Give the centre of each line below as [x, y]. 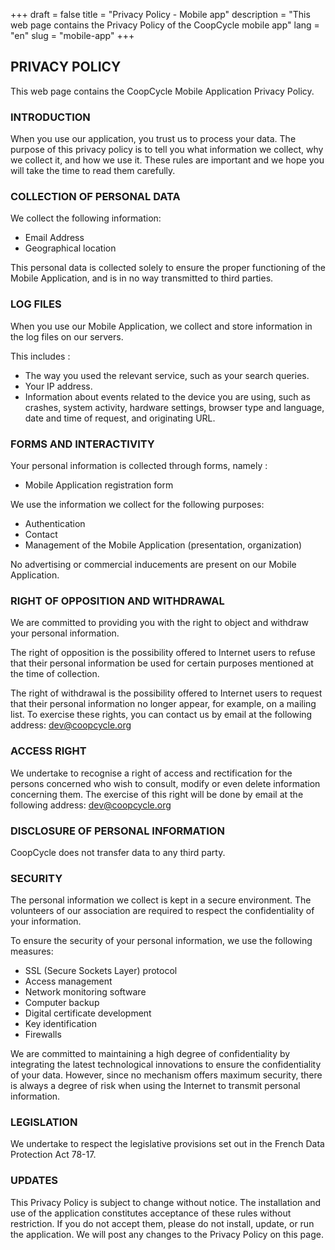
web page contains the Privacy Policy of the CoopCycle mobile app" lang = [165, 25]
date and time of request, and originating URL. [120, 418]
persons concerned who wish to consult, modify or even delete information [165, 783]
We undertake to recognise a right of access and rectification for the [151, 773]
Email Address [54, 238]
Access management [68, 981]
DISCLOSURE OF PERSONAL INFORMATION [117, 831]
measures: [32, 951]
